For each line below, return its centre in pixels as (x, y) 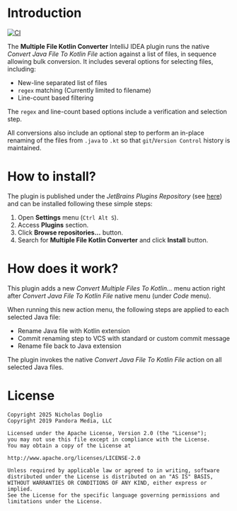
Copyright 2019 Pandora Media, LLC (60, 421)
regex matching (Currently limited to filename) (84, 90)
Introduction (45, 13)
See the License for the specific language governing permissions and (114, 495)
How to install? (52, 177)
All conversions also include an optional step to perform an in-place (106, 133)
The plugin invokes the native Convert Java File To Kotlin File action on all (115, 359)
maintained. (24, 147)
